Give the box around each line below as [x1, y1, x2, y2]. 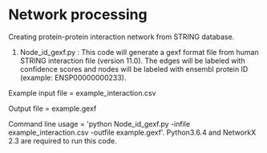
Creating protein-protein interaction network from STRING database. [8, 32, 235, 41]
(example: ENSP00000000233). [19, 73, 127, 82]
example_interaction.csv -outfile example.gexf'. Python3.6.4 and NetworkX [8, 127, 257, 137]
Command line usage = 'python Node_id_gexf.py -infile [8, 119, 191, 128]
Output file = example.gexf [8, 104, 97, 113]
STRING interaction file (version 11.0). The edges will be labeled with [19, 56, 246, 65]
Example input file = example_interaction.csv [8, 88, 156, 97]
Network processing [8, 6, 148, 24]
